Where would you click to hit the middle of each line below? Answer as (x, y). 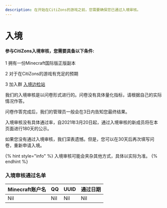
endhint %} (17, 162)
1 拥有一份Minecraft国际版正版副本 (41, 63)
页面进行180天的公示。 (29, 129)
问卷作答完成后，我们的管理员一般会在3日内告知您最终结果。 (68, 112)
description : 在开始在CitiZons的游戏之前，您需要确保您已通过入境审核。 (73, 10)
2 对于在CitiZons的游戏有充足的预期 (42, 74)
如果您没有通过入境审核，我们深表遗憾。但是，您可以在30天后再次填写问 (80, 139)
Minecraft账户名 (27, 190)
